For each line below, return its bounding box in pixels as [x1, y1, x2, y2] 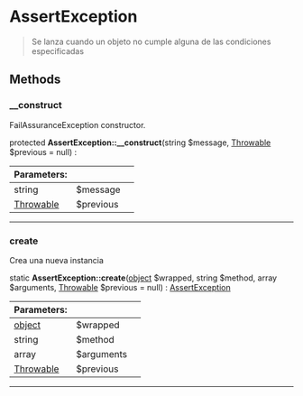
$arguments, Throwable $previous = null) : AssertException [9, 281, 232, 292]
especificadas [31, 45, 84, 56]
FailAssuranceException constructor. [9, 119, 146, 130]
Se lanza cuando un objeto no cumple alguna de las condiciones [31, 36, 271, 47]
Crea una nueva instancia [9, 254, 104, 265]
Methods [9, 72, 61, 87]
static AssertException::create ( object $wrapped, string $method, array [9, 272, 278, 283]
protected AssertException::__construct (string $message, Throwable [9, 137, 271, 148]
